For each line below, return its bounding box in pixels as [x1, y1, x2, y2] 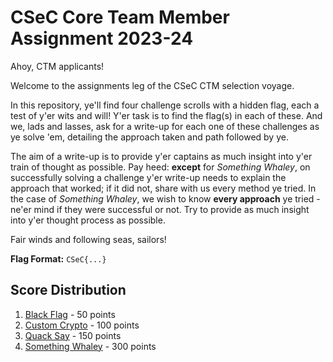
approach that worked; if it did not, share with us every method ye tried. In [10, 182, 317, 194]
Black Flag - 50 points [24, 308, 116, 320]
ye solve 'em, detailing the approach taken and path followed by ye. [10, 131, 289, 143]
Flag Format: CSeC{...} [10, 252, 107, 265]
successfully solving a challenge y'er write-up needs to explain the [10, 171, 287, 183]
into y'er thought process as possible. [10, 214, 166, 226]
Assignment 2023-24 [10, 27, 194, 50]
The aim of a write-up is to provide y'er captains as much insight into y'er [10, 150, 313, 162]
